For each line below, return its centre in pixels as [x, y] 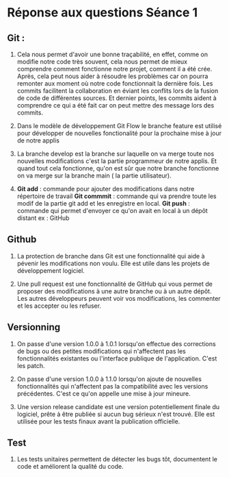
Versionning [33, 327]
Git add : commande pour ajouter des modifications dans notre [106, 189]
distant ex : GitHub [43, 218]
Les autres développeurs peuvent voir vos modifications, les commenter [119, 298]
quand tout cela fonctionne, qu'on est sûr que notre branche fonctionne [118, 168]
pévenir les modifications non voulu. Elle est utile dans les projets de [113, 263]
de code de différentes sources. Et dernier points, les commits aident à [117, 98]
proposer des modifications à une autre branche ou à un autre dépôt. [114, 291]
